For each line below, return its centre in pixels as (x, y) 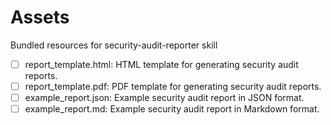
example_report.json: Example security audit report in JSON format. (164, 98)
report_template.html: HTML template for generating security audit (161, 64)
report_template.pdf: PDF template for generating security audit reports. (173, 86)
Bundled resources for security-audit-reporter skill (114, 45)
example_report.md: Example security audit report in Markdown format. (172, 109)
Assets (40, 17)
